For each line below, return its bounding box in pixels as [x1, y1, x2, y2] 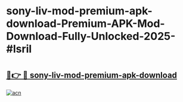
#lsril [6, 42, 32, 56]
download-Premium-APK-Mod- [6, 17, 165, 30]
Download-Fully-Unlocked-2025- [6, 30, 176, 43]
